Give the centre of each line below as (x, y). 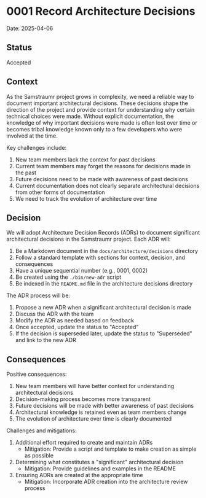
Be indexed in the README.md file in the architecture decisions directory (104, 284)
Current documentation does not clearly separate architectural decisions (107, 185)
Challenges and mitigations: (42, 430)
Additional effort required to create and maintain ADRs (84, 443)
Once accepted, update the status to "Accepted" (77, 327)
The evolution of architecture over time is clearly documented (93, 419)
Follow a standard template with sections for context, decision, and (100, 258)
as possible (39, 456)
